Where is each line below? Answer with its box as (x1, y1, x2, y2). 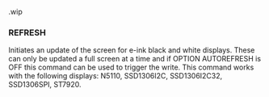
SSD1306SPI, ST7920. (8, 80, 82, 90)
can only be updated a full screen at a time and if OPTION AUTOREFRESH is (8, 54, 261, 64)
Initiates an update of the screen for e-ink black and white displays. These (8, 45, 255, 55)
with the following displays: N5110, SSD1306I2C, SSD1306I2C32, (8, 71, 223, 81)
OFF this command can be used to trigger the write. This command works (8, 62, 254, 72)
